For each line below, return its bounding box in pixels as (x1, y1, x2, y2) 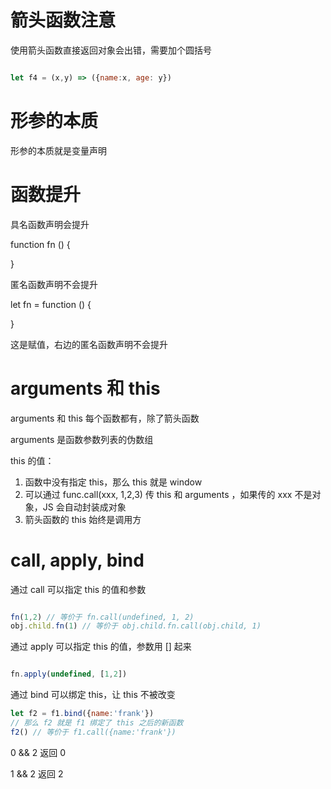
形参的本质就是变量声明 (10, 144, 107, 156)
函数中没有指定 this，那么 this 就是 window (24, 476, 203, 488)
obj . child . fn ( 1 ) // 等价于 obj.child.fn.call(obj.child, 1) (10, 621, 262, 631)
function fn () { (10, 238, 71, 250)
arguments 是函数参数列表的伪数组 (10, 433, 154, 445)
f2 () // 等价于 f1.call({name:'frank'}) (10, 727, 177, 737)
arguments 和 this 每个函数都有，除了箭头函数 (10, 412, 200, 424)
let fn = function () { (10, 298, 92, 310)
